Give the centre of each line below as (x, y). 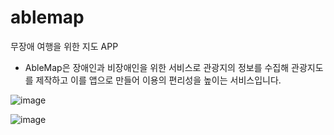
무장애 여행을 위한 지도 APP (64, 46)
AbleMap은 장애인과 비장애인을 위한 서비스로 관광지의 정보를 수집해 (157, 67)
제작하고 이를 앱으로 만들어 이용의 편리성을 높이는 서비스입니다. (158, 80)
